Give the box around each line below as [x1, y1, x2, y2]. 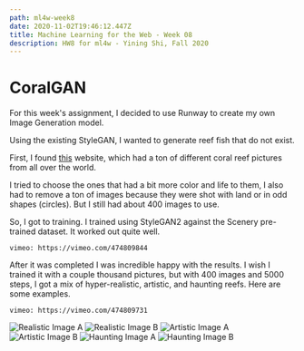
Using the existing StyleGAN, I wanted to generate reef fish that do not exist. [9, 135, 295, 146]
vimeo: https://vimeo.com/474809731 [9, 306, 148, 316]
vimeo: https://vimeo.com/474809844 [9, 244, 148, 253]
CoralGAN [9, 78, 87, 98]
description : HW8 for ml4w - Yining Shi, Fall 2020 [9, 38, 209, 48]
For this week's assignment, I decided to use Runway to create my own [9, 108, 276, 119]
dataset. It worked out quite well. [37, 226, 161, 237]
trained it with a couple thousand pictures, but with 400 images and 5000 [9, 269, 284, 280]
